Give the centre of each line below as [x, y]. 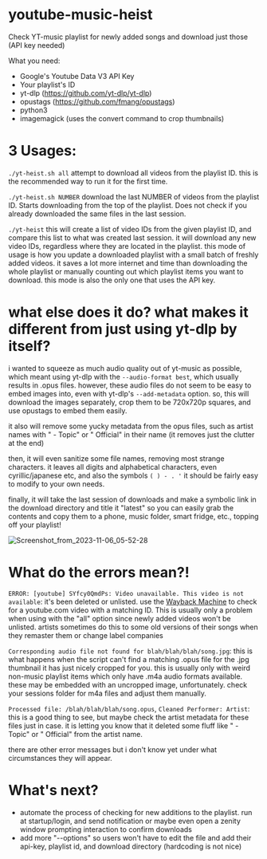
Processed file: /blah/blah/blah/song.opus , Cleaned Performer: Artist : [129, 708]
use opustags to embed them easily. [68, 410]
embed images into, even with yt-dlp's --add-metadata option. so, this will [129, 393]
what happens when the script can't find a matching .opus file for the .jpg [129, 659]
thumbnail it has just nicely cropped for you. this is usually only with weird [130, 668]
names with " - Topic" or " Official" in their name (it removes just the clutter [132, 434]
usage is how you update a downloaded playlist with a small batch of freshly [133, 254]
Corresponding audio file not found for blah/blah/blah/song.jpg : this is [131, 651]
